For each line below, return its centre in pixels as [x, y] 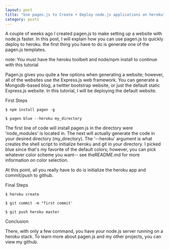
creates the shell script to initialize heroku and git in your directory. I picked [83, 144]
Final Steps [17, 185]
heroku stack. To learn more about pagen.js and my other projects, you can [83, 237]
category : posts [22, 19]
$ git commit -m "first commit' [39, 203]
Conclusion [17, 221]
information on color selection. [37, 160]
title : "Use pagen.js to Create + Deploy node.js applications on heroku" [85, 15]
